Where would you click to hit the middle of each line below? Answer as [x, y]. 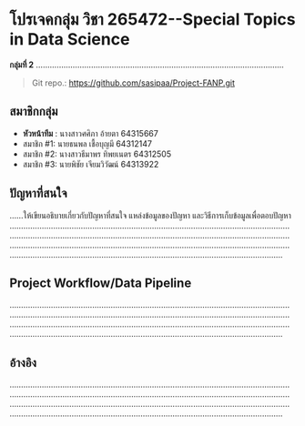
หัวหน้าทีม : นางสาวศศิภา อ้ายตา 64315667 [91, 133]
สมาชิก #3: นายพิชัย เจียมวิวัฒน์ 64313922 [91, 164]
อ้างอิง [23, 363]
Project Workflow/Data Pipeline [101, 283]
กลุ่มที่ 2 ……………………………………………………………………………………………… [147, 65]
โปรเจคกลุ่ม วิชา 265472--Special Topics [152, 20]
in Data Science [70, 40]
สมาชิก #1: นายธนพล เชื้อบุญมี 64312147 [87, 143]
